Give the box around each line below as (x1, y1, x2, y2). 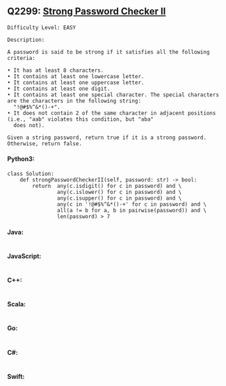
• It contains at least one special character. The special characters (7, 91, 219, 98)
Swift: (7, 372, 25, 380)
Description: (7, 36, 45, 43)
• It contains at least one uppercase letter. (7, 79, 145, 86)
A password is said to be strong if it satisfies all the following (7, 48, 210, 55)
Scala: (7, 300, 26, 309)
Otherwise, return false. (7, 140, 82, 147)
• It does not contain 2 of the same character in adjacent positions (7, 110, 216, 117)
